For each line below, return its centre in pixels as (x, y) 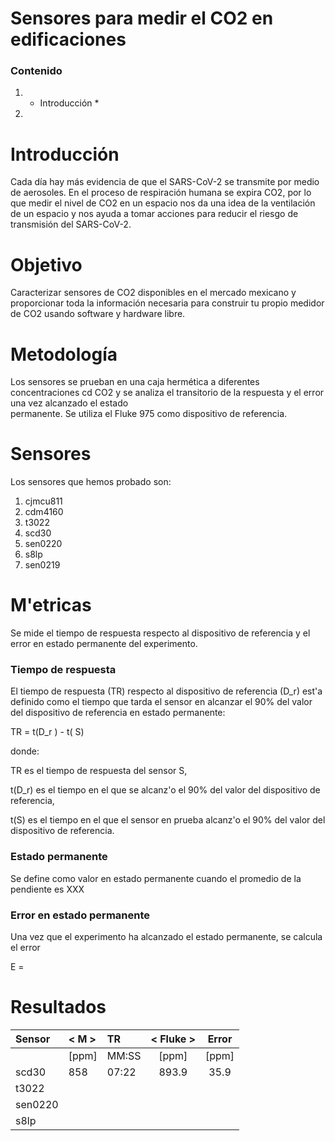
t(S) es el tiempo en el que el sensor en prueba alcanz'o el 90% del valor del (168, 820)
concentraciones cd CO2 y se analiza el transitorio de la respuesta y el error (167, 393)
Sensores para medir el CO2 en (142, 18)
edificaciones (68, 39)
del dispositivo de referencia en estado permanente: (118, 713)
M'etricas (51, 605)
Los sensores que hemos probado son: (91, 482)
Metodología (64, 354)
